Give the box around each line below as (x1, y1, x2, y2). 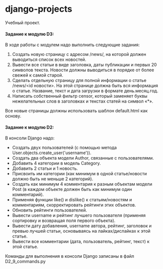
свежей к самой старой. (12, 72, 64, 78)
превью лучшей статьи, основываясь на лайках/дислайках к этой (12, 228, 151, 234)
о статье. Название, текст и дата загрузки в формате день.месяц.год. (12, 88, 159, 94)
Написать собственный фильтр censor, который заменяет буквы (12, 93, 148, 99)
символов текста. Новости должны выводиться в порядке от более (12, 67, 154, 73)
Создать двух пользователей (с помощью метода (12, 145, 117, 151)
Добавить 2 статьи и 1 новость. (12, 165, 78, 171)
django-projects (5, 3, 72, 15)
